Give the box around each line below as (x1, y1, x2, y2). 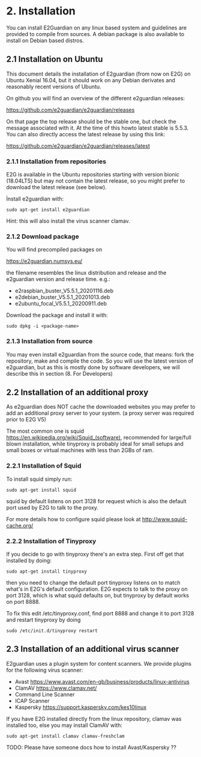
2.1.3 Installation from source (6, 337, 93, 346)
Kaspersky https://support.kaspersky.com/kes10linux (14, 704, 147, 711)
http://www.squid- (142, 515, 188, 523)
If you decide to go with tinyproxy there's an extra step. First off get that (6, 550, 184, 558)
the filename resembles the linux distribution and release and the (6, 269, 167, 277)
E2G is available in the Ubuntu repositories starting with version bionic (6, 171, 180, 178)
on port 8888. (6, 599, 40, 606)
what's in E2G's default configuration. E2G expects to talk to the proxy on (6, 585, 188, 593)
